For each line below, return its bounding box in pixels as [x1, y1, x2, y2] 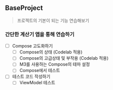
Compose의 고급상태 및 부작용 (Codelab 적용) [19, 55, 109, 61]
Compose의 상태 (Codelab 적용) [19, 49, 83, 55]
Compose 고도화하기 [12, 43, 53, 49]
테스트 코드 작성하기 [12, 73, 50, 80]
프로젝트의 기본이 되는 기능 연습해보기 [17, 17, 90, 23]
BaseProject [5, 4, 43, 12]
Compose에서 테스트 [19, 67, 60, 73]
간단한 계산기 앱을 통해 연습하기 [5, 31, 75, 38]
